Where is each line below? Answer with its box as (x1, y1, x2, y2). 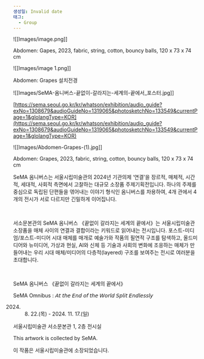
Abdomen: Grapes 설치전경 (13, 77, 78, 84)
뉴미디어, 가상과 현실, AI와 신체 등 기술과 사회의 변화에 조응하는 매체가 (28, 242, 189, 249)
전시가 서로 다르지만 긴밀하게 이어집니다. (24, 195, 117, 203)
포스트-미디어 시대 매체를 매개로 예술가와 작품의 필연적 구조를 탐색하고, (19, 234, 182, 241)
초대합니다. (13, 257, 39, 264)
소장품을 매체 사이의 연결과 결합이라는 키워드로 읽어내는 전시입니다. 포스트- (13, 227, 185, 234)
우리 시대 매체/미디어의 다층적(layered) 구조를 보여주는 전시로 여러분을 (33, 249, 195, 256)
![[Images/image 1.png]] (13, 65, 71, 72)
